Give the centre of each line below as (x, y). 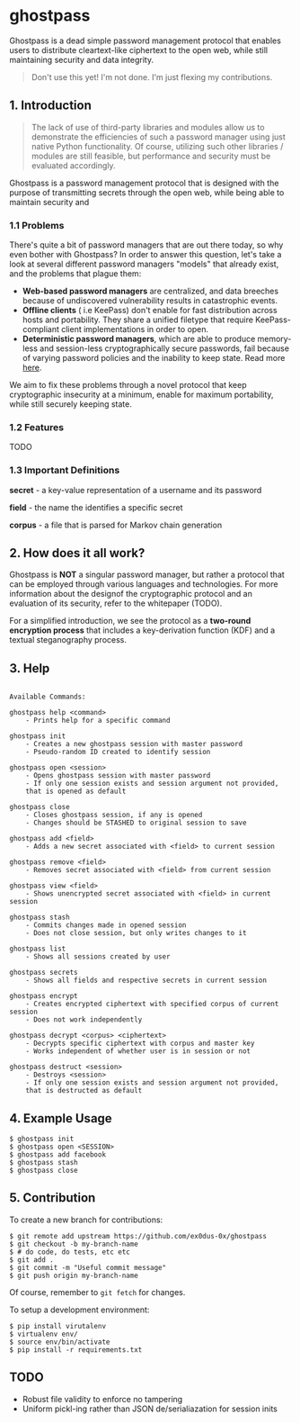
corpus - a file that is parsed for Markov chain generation (116, 525)
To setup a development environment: (79, 1310)
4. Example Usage (61, 1118)
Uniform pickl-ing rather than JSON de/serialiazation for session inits (150, 1409)
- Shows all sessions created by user (98, 957)
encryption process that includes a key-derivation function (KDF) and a (142, 630)
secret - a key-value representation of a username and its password (136, 490)
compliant (41, 329)
